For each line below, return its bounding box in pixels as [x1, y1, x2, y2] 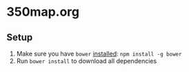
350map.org [6, 4, 80, 20]
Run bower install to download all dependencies [16, 57, 157, 65]
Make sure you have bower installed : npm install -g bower [16, 49, 182, 58]
